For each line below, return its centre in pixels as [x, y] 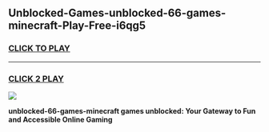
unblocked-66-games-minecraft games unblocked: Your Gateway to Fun [132, 110]
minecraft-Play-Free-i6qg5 [77, 26]
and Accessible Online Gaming [60, 119]
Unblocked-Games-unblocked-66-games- [117, 13]
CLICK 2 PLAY [36, 78]
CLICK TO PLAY [39, 49]
